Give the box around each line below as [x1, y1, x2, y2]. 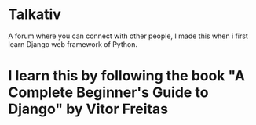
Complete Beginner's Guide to [8, 84, 209, 102]
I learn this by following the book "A [8, 67, 246, 85]
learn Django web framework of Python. [8, 39, 137, 48]
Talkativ [8, 5, 61, 23]
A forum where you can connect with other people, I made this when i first [8, 31, 249, 41]
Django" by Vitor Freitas [8, 100, 169, 118]
